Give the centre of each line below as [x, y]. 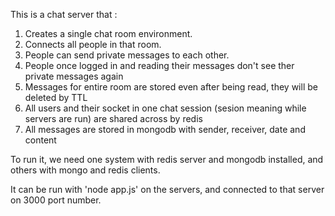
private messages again [74, 76]
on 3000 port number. [56, 200]
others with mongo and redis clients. [85, 170]
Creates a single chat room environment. [108, 33]
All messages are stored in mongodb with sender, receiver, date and [165, 129]
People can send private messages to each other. [127, 55]
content [40, 140]
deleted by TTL [56, 97]
